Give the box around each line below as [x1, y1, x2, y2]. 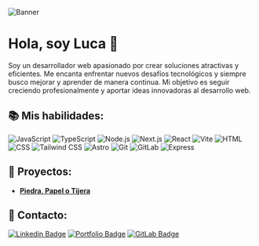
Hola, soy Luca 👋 [8, 35, 119, 52]
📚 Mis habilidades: [8, 110, 104, 123]
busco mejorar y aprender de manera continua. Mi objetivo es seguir [8, 77, 230, 86]
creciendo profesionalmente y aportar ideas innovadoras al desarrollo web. [8, 85, 251, 95]
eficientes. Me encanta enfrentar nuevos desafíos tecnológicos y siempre [8, 69, 246, 78]
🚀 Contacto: [8, 208, 67, 222]
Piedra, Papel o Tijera [19, 186, 91, 195]
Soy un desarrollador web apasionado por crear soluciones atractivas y [8, 60, 239, 70]
